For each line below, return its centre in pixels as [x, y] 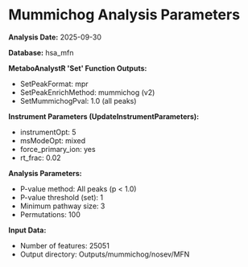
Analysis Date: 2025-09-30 [55, 37]
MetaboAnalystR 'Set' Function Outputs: [78, 68]
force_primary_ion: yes [58, 149]
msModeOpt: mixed [53, 140]
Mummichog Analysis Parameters [124, 15]
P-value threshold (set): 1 [62, 197]
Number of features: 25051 [65, 245]
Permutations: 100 [50, 214]
